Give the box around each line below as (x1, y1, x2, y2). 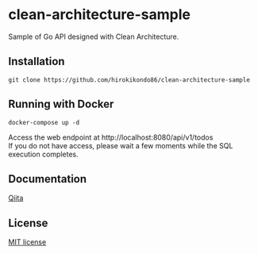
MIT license (8, 237, 47, 247)
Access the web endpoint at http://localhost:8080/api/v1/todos (8, 133, 214, 142)
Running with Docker (8, 98, 114, 111)
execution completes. (8, 149, 79, 159)
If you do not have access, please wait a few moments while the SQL (8, 140, 233, 150)
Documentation (8, 172, 87, 186)
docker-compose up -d (8, 118, 80, 126)
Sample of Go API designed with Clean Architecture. (8, 32, 179, 41)
